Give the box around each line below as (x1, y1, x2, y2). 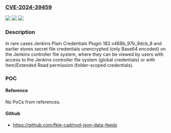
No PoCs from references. (5, 99, 61, 105)
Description (5, 29, 35, 36)
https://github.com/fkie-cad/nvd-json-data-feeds (12, 122, 118, 128)
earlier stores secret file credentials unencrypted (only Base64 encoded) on (5, 46, 166, 52)
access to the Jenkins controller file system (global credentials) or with (5, 56, 156, 62)
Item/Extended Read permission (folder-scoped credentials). (5, 62, 134, 68)
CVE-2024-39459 (5, 4, 52, 11)
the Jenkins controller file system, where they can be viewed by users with (5, 51, 164, 57)
